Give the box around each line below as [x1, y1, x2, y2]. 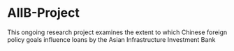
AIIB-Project [7, 5, 80, 21]
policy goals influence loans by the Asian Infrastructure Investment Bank [7, 35, 216, 43]
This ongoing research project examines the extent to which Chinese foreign [7, 28, 228, 36]
